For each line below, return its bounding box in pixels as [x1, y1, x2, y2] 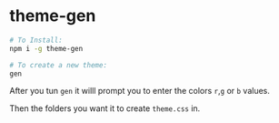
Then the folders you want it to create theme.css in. [9, 103, 201, 114]
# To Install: [9, 36, 64, 45]
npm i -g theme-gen [9, 44, 84, 53]
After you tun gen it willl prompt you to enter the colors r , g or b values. [9, 86, 271, 97]
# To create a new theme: [9, 60, 107, 69]
